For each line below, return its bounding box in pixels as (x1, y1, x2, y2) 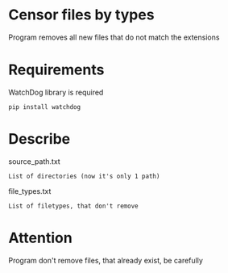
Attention (8, 229, 73, 247)
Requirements (8, 61, 105, 79)
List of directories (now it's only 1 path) (8, 172, 160, 180)
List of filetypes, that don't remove (8, 202, 139, 210)
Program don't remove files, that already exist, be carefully (8, 255, 204, 265)
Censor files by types (8, 6, 155, 24)
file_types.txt (8, 186, 52, 195)
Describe (8, 130, 71, 149)
